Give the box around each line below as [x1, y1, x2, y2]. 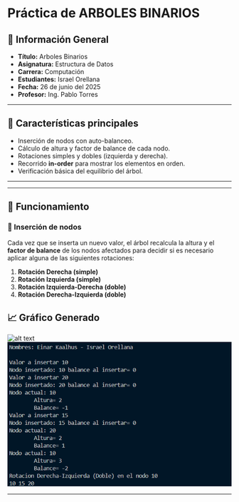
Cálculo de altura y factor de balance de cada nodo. [17, 144, 171, 153]
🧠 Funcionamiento [7, 201, 90, 213]
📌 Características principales [7, 118, 139, 130]
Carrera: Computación [17, 68, 85, 76]
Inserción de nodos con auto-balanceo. [17, 136, 134, 145]
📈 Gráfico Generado [7, 312, 100, 324]
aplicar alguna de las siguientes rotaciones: [7, 253, 134, 262]
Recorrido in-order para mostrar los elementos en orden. [17, 159, 186, 168]
